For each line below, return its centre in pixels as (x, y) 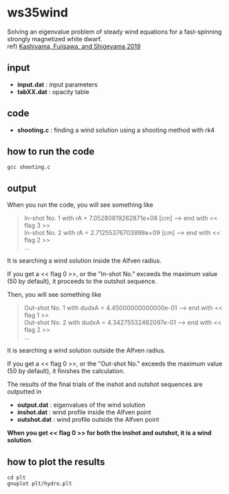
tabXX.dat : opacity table (53, 91)
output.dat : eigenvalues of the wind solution (81, 405)
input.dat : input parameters (57, 85)
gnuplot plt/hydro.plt (40, 484)
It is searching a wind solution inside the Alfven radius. (84, 261)
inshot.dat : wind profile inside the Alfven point (84, 412)
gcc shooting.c (29, 167)
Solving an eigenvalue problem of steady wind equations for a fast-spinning (115, 32)
